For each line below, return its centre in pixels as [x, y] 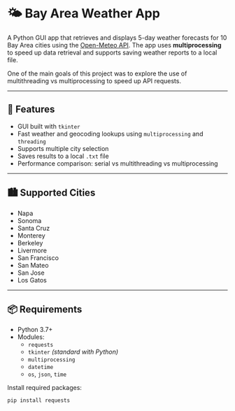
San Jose [31, 273]
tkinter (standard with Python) [73, 352]
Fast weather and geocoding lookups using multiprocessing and [110, 134]
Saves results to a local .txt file [63, 156]
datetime [41, 368]
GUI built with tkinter [49, 126]
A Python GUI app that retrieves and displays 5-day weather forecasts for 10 [117, 37]
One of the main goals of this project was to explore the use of [97, 73]
